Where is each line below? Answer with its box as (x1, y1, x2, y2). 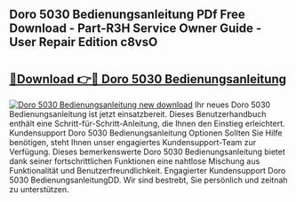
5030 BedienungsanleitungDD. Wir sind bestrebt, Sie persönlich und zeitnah (9, 175, 288, 185)
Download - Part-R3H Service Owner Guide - (9, 21, 262, 36)
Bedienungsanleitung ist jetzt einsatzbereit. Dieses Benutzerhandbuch (9, 109, 267, 119)
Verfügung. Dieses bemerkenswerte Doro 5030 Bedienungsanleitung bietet (9, 146, 286, 157)
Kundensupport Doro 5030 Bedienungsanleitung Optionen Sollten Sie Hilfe (9, 128, 283, 138)
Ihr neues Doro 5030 (194, 99, 271, 110)
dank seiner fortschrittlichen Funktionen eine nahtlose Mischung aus (9, 156, 260, 167)
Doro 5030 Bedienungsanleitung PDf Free (9, 7, 246, 22)
